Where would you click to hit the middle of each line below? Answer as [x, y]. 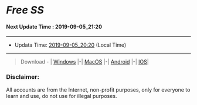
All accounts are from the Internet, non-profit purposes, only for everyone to [98, 90]
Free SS [25, 10]
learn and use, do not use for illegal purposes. [62, 96]
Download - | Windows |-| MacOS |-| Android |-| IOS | [85, 62]
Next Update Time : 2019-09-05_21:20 [54, 26]
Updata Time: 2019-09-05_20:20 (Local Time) [70, 45]
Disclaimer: [23, 77]
